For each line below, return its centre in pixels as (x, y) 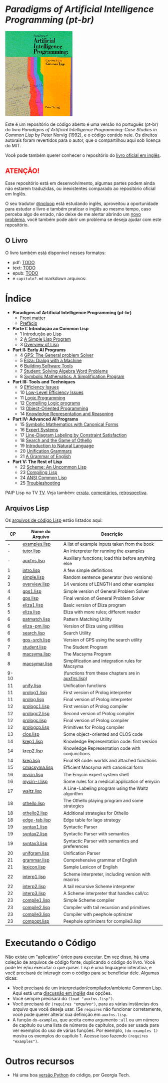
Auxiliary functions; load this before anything (109, 558)
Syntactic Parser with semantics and (101, 841)
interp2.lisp (34, 886)
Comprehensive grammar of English (100, 860)
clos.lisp (31, 734)
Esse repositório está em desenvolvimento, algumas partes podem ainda (80, 183)
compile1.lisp (36, 900)
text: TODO (24, 268)
